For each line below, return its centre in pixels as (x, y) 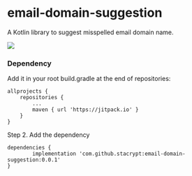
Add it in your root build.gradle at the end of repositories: (89, 79)
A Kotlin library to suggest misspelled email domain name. (90, 32)
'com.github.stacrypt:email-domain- (133, 154)
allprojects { (28, 91)
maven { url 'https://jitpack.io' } (86, 110)
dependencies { (29, 148)
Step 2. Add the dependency (49, 135)
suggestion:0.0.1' (34, 160)
